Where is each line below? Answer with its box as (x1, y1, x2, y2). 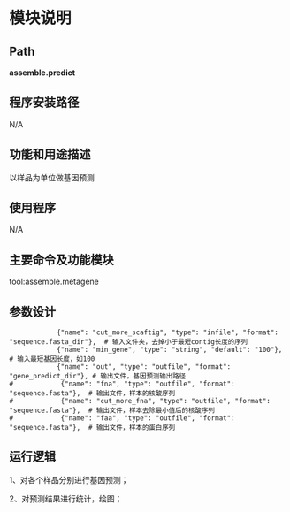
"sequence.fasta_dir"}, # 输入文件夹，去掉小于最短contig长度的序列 (9, 338, 248, 347)
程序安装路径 (9, 95, 80, 111)
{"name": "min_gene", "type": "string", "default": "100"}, (56, 346, 283, 355)
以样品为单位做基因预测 (9, 172, 95, 182)
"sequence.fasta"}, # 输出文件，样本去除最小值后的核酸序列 (9, 406, 215, 416)
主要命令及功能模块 (9, 252, 114, 267)
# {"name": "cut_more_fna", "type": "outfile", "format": (9, 397, 271, 406)
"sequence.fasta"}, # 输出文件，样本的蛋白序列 (9, 424, 176, 432)
